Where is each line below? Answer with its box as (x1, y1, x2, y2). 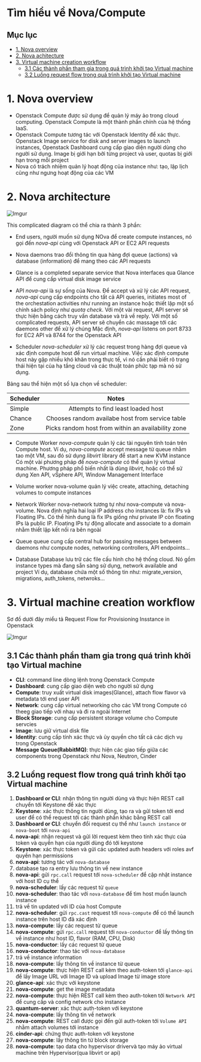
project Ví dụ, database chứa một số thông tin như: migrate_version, (15, 568, 183, 575)
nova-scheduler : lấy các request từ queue (15, 884, 119, 891)
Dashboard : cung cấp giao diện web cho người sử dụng (15, 682, 154, 690)
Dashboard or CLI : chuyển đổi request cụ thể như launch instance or (15, 820, 187, 827)
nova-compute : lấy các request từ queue (15, 922, 118, 929)
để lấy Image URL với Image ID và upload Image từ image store (15, 973, 170, 980)
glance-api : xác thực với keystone (15, 979, 100, 987)
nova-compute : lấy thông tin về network (15, 1011, 116, 1018)
